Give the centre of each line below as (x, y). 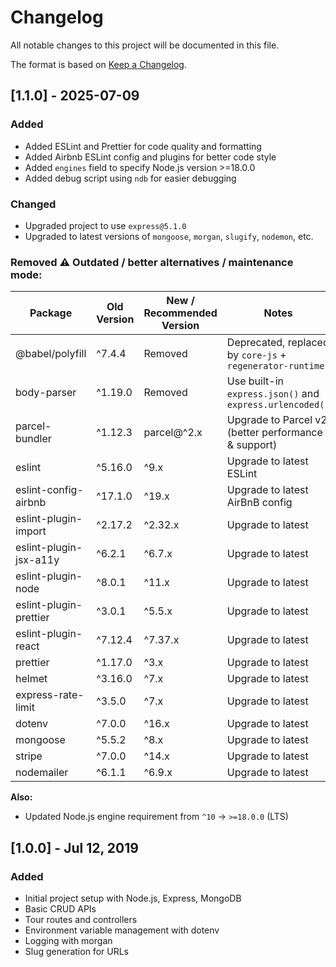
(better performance (274, 433)
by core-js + (256, 355)
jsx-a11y (37, 560)
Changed (33, 204)
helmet (31, 679)
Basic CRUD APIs (60, 908)
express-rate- (50, 695)
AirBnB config (259, 503)
